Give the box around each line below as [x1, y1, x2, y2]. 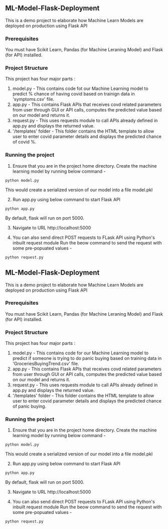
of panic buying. [12, 404, 47, 410]
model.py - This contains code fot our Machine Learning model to [12, 85, 149, 92]
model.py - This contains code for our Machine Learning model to [12, 350, 149, 356]
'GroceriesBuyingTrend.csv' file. [12, 361, 79, 367]
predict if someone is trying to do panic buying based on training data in [12, 355, 162, 361]
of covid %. [12, 139, 37, 145]
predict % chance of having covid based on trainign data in [12, 91, 135, 97]
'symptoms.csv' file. [12, 96, 55, 102]
